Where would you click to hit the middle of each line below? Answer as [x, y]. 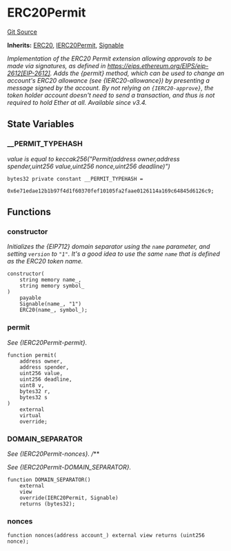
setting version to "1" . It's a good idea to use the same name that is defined [114, 254]
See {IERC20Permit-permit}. [47, 342]
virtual [30, 415]
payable [30, 298]
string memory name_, [50, 280]
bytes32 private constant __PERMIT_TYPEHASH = [75, 179]
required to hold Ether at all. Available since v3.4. [77, 102]
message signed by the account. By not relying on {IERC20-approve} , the [110, 88]
